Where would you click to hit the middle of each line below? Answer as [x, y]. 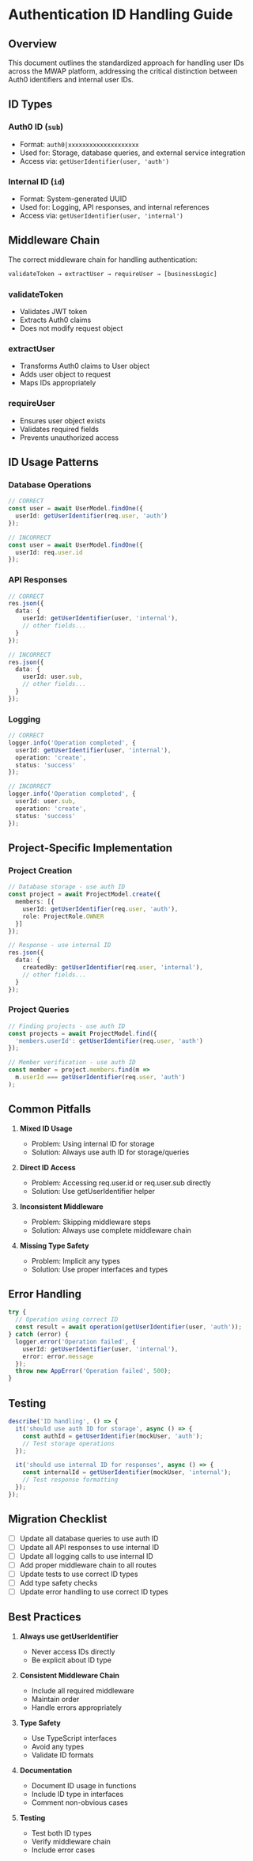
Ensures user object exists [62, 420]
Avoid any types [58, 1746]
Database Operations [50, 484]
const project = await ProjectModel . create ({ [84, 894]
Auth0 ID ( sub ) [36, 127]
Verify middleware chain [71, 1841]
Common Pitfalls [50, 1109]
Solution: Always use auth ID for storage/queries [110, 1152]
